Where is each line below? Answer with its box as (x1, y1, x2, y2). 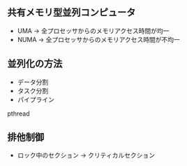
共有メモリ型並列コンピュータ (7, 6, 136, 19)
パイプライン (17, 95, 54, 104)
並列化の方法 (7, 58, 63, 70)
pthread (7, 109, 30, 118)
